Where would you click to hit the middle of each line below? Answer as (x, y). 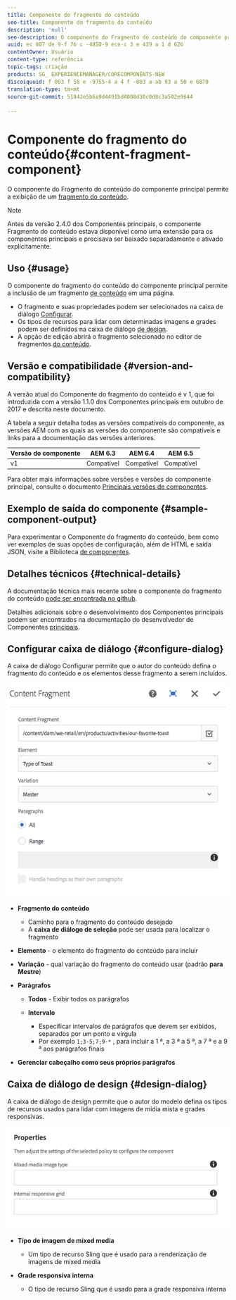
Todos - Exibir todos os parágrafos (79, 999)
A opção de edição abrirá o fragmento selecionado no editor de (110, 336)
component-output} (52, 520)
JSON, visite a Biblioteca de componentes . (69, 551)
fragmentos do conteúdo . (54, 344)
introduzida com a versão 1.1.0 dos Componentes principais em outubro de (115, 401)
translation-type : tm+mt (44, 89)
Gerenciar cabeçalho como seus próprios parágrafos (96, 1062)
